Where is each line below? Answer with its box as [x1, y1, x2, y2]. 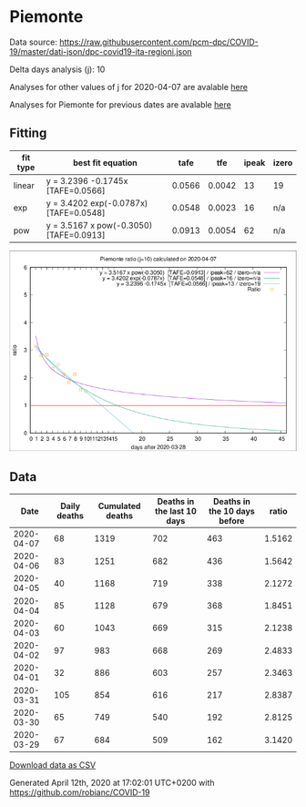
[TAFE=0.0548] [46, 207, 106, 218]
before [218, 515, 245, 526]
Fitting [9, 126, 47, 141]
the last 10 [154, 506, 198, 516]
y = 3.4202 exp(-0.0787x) [46, 198, 148, 209]
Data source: [9, 36, 57, 47]
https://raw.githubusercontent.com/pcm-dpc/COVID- [58, 36, 260, 47]
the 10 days [208, 506, 255, 516]
